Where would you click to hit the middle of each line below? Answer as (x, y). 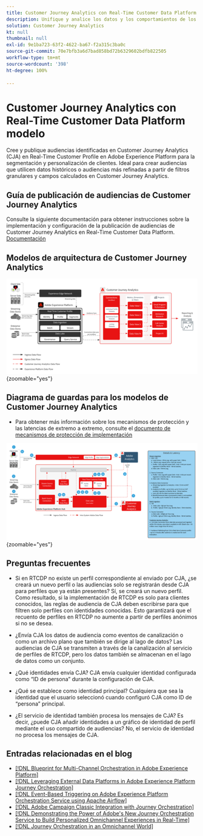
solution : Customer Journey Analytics (55, 25)
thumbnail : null (27, 39)
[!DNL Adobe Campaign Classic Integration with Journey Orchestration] (105, 807)
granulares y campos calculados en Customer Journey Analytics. (88, 176)
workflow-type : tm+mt (34, 58)
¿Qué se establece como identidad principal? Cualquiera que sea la (99, 691)
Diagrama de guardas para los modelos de (87, 398)
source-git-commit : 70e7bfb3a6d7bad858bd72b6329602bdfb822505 (86, 52)
